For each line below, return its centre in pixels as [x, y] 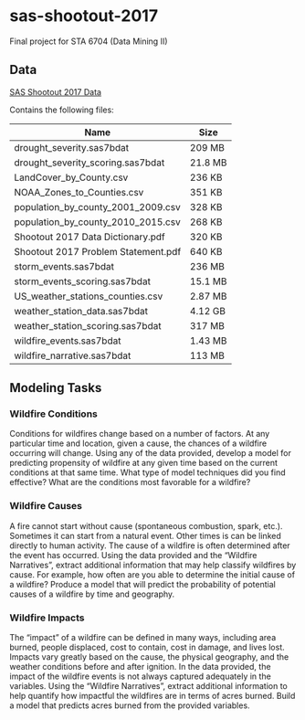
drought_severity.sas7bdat [72, 147]
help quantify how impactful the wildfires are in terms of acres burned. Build [152, 696]
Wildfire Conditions [53, 414]
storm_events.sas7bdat [64, 266]
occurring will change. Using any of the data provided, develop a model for [151, 453]
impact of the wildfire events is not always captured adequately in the [140, 676]
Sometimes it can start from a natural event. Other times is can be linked [145, 535]
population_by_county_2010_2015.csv [97, 222]
